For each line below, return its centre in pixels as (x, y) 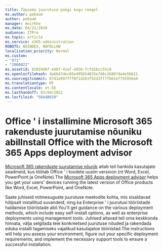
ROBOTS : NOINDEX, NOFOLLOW (33, 46)
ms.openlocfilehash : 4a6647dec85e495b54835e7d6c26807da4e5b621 (72, 74)
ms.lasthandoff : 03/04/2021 (34, 92)
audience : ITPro (22, 33)
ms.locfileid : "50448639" (32, 97)
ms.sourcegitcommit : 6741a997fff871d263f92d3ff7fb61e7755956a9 (72, 79)
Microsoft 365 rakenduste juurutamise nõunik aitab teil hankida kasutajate (80, 167)
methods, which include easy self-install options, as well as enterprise (77, 213)
